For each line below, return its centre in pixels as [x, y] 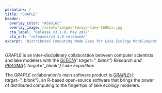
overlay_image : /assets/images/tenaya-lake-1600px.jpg [66, 28]
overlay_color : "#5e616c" [36, 23]
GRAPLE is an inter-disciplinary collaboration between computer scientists [79, 55]
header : [13, 19]
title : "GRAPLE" [21, 14]
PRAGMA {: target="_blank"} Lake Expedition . [50, 65]
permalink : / [18, 9]
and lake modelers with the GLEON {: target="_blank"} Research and [73, 60]
